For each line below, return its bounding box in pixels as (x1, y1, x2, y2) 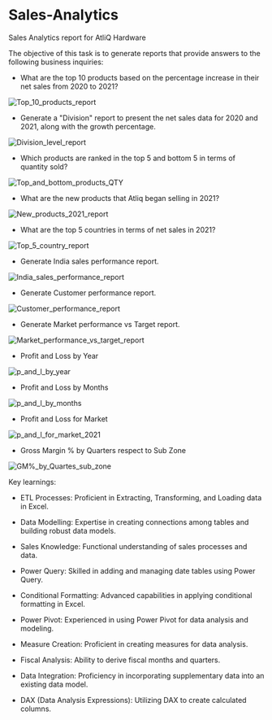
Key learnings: (8, 477, 57, 487)
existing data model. (19, 679, 89, 689)
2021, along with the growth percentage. (19, 121, 156, 131)
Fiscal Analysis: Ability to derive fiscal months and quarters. (19, 655, 221, 665)
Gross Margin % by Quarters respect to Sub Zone (19, 445, 187, 455)
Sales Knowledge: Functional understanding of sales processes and (19, 541, 248, 551)
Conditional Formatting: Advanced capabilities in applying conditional (19, 590, 253, 600)
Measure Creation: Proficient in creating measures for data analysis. (19, 639, 248, 648)
